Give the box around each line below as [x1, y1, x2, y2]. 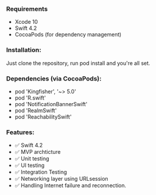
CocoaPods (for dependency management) [14, 31, 122, 38]
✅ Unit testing [14, 155, 49, 162]
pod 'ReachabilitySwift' [14, 113, 72, 120]
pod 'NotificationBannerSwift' [14, 100, 88, 107]
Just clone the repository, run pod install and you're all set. [6, 59, 151, 67]
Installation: [6, 46, 42, 54]
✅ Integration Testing [14, 169, 67, 176]
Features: [6, 128, 35, 136]
